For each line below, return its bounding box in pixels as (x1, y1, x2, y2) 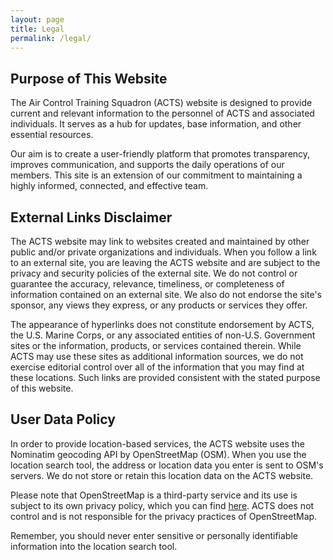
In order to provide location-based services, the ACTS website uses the (10, 437, 305, 450)
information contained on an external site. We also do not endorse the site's (10, 289, 323, 300)
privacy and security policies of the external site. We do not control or (10, 267, 298, 279)
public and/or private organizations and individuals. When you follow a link (10, 246, 317, 258)
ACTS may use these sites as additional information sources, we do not (10, 351, 304, 362)
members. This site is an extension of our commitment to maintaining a (10, 169, 303, 181)
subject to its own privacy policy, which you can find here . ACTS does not (10, 499, 315, 511)
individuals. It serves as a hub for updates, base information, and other (10, 118, 302, 130)
